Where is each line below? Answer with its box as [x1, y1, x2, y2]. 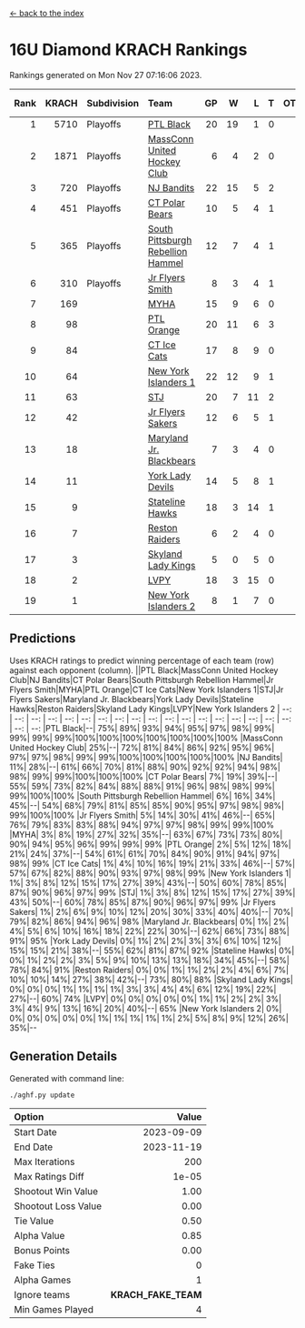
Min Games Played [14, 1303, 93, 1315]
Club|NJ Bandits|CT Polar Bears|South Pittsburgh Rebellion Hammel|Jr [9, 674, 274, 685]
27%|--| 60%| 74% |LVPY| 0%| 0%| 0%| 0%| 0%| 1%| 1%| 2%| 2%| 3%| [9, 993, 282, 1004]
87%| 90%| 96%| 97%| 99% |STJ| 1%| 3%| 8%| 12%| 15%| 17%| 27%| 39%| [9, 887, 296, 898]
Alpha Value [14, 1229, 65, 1242]
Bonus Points [14, 1243, 71, 1256]
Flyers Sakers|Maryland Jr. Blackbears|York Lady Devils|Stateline [9, 693, 254, 704]
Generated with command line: [9, 1072, 124, 1083]
